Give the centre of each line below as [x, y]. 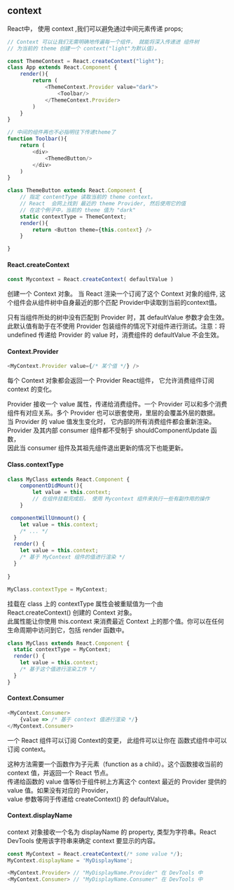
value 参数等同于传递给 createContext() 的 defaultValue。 [90, 799]
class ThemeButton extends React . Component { [75, 191]
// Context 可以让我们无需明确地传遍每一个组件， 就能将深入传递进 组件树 [103, 42]
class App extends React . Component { [62, 68]
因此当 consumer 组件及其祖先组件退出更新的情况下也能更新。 [97, 448]
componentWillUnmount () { [48, 518]
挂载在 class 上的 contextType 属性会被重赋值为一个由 [85, 603]
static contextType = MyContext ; [62, 650]
